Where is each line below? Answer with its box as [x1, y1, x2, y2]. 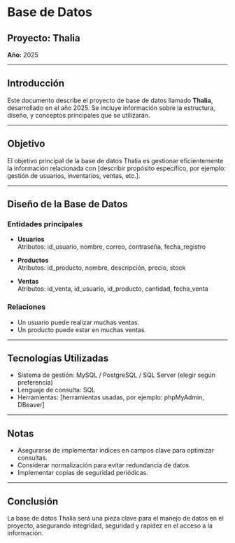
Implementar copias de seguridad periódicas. [17, 469, 149, 477]
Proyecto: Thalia [7, 32, 80, 44]
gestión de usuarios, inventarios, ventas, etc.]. [7, 171, 141, 179]
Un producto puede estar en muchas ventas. [17, 325, 147, 334]
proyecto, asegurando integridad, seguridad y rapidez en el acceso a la [7, 521, 213, 530]
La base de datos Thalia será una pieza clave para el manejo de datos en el [7, 514, 224, 523]
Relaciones [7, 302, 46, 312]
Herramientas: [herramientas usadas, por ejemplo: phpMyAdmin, [17, 393, 205, 401]
